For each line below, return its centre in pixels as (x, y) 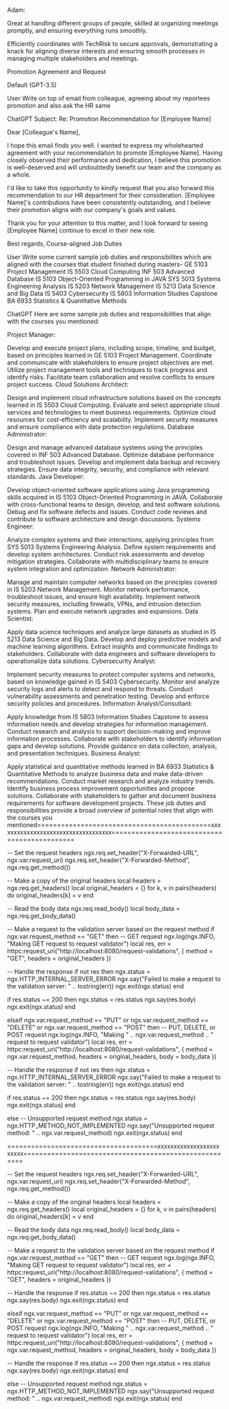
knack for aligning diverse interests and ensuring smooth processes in (106, 51)
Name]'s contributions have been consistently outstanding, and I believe (109, 202)
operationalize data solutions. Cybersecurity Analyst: (82, 661)
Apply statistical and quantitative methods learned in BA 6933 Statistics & (111, 767)
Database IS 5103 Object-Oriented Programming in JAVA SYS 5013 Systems (114, 279)
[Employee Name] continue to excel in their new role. (81, 230)
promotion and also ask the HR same (59, 105)
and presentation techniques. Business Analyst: (74, 753)
